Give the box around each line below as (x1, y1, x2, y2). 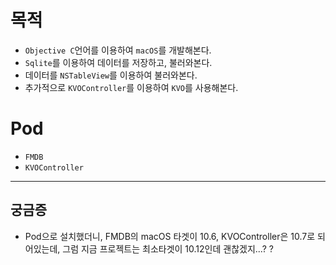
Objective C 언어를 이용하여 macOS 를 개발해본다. (24, 44, 212, 56)
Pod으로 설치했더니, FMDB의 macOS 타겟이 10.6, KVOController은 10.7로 (24, 230, 316, 242)
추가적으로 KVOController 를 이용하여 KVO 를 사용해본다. (24, 81, 239, 93)
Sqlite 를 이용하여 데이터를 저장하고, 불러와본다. (24, 56, 213, 68)
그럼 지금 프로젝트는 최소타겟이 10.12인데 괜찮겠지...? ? (62, 242, 274, 255)
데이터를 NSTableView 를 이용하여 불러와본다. (24, 69, 198, 81)
